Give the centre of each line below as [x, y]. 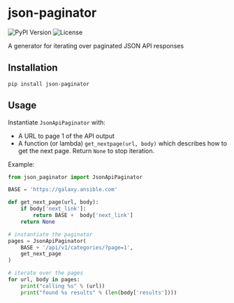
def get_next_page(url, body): [53, 202]
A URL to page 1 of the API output [66, 136]
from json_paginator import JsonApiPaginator [75, 177]
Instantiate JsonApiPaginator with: [57, 122]
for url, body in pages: [44, 280]
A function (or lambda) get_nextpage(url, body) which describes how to [123, 143]
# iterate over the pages [45, 273]
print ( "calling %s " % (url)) [63, 286]
